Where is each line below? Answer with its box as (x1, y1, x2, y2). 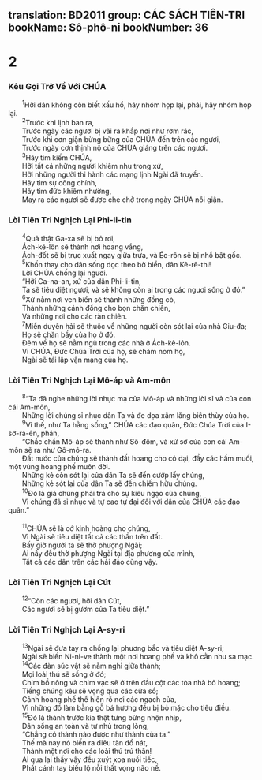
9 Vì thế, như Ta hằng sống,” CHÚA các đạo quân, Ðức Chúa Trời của (22, 419, 245, 430)
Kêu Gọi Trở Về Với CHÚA (8, 80, 107, 91)
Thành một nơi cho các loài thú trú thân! (22, 746, 152, 756)
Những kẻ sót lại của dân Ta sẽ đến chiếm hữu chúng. (22, 479, 197, 488)
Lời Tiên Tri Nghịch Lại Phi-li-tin (8, 215, 132, 226)
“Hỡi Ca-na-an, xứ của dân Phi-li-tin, (22, 277, 141, 286)
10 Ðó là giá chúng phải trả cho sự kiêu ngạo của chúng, (22, 487, 202, 498)
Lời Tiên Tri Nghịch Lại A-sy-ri (8, 624, 125, 635)
